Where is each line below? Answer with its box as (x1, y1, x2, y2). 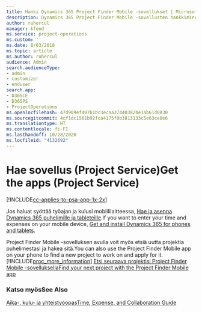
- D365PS (6, 98, 28, 104)
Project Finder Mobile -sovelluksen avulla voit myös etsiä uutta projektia (6, 238, 185, 245)
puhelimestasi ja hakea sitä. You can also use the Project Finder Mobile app (6, 245, 191, 252)
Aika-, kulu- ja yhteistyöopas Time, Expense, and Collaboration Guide (6, 299, 177, 306)
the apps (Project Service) (6, 176, 139, 189)
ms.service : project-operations (6, 31, 87, 37)
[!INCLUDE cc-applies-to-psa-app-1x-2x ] (6, 196, 108, 203)
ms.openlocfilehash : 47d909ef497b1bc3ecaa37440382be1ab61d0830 (6, 109, 168, 115)
